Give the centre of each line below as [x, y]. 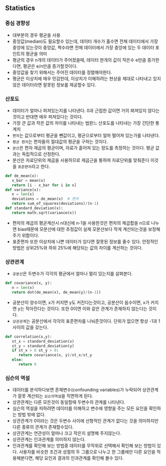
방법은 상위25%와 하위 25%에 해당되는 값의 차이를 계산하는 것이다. [78, 247]
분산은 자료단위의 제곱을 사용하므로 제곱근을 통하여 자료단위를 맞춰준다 [81, 160]
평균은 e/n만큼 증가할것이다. [50, 66]
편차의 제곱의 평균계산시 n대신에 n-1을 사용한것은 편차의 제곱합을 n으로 [81, 223]
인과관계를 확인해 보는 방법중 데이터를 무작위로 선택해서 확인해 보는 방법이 [84, 446]
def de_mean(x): [22, 176]
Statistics [20, 8]
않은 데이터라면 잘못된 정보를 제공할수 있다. [54, 84]
